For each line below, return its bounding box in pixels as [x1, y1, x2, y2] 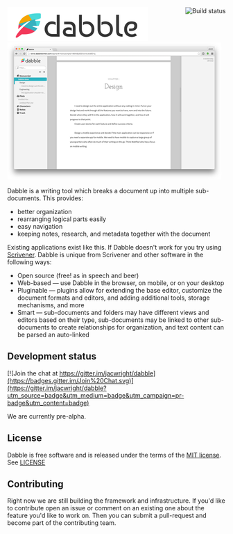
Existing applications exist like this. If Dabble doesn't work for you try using [7, 243, 222, 251]
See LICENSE [7, 458, 46, 467]
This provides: [42, 194, 83, 202]
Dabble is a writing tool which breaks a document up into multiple [7, 187, 194, 195]
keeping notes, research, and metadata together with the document [17, 229, 211, 238]
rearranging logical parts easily [17, 215, 106, 223]
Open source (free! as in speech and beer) [17, 271, 139, 280]
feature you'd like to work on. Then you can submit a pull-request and [7, 511, 207, 520]
